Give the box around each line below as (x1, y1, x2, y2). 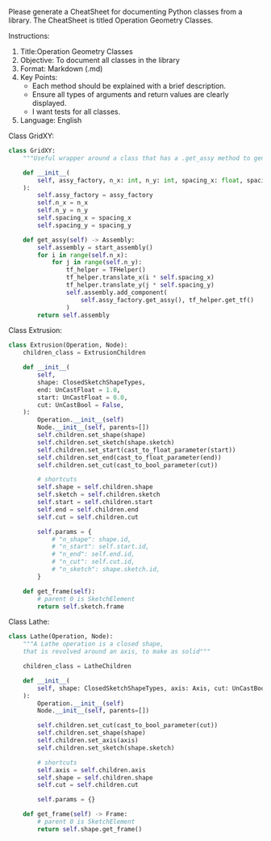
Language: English (19, 116, 82, 124)
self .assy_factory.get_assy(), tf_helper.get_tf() (80, 296, 254, 304)
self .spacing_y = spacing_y (37, 221, 131, 229)
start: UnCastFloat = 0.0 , (37, 393, 128, 402)
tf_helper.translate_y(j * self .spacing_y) (65, 281, 215, 289)
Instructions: (8, 32, 50, 40)
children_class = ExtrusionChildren (23, 349, 147, 357)
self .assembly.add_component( (65, 288, 168, 296)
